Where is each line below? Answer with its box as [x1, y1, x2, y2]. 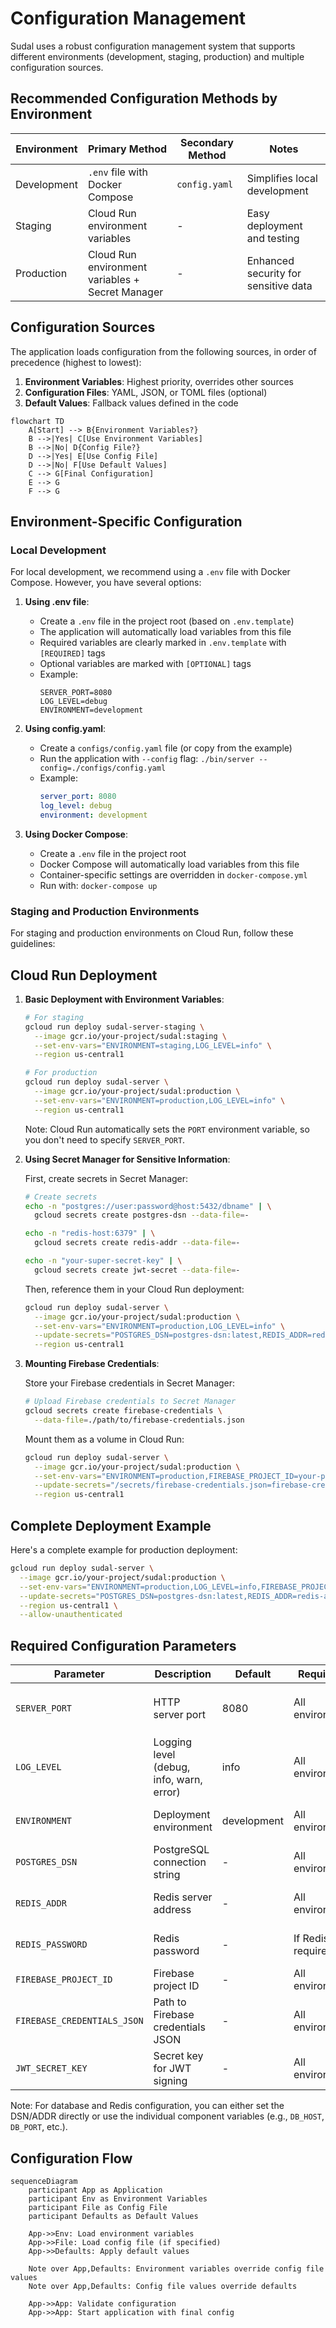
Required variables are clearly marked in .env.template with [39, 637, 287, 649]
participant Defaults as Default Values [28, 2211, 199, 2221]
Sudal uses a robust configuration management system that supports [10, 40, 296, 52]
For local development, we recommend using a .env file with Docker [10, 566, 291, 578]
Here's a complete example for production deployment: [10, 1544, 238, 1556]
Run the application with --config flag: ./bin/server [39, 753, 255, 765]
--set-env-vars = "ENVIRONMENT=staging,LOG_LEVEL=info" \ [34, 1040, 272, 1051]
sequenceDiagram [10, 2176, 78, 2186]
